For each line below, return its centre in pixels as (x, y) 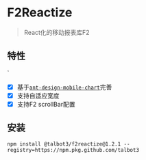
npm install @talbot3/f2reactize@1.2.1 (64, 144)
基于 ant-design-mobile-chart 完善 (64, 87)
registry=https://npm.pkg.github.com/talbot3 (73, 150)
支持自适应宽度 (38, 95)
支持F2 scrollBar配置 (46, 104)
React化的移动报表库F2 (57, 32)
